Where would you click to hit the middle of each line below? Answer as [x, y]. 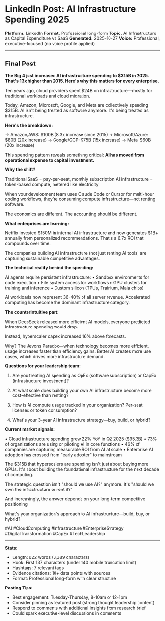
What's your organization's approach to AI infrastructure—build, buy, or [78, 514]
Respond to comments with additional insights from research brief [79, 608]
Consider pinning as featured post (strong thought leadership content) [83, 602]
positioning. [17, 504]
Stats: [12, 548]
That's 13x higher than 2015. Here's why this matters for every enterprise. [82, 81]
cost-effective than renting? [40, 395]
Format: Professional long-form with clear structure [64, 578]
